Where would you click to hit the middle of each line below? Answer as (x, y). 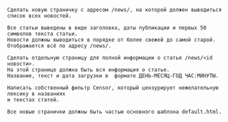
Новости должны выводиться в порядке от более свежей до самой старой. (111, 40)
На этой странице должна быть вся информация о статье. (88, 70)
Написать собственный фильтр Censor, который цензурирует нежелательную (113, 88)
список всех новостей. (39, 16)
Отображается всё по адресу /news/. (59, 46)
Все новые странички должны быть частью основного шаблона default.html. (115, 112)
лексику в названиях (37, 94)
